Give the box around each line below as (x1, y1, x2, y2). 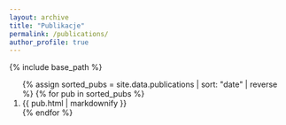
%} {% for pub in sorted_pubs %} (21, 89, 145, 99)
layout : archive (9, 12, 69, 22)
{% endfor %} (21, 107, 73, 118)
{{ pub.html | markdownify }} (21, 98, 127, 109)
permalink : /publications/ (9, 29, 109, 38)
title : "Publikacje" (9, 21, 86, 30)
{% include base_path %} (9, 62, 103, 73)
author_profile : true (9, 37, 89, 47)
